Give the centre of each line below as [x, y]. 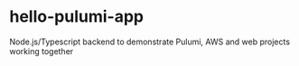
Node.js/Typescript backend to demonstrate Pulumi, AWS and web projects [150, 42]
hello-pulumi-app [77, 17]
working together [42, 51]
